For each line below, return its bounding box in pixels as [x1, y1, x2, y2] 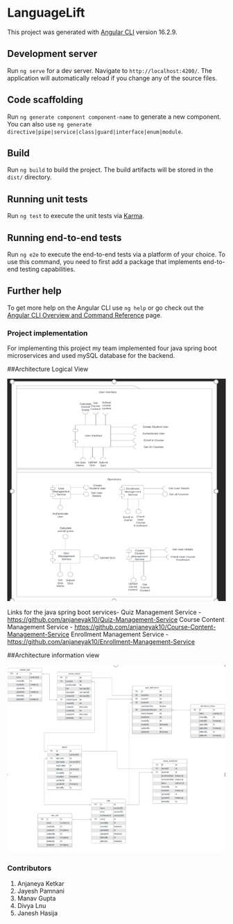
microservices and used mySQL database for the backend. [7, 352, 175, 360]
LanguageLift [7, 5, 85, 21]
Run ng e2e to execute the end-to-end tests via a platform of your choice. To [7, 250, 226, 258]
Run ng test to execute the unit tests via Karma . [7, 212, 144, 220]
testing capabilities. [19, 265, 76, 273]
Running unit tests [7, 193, 88, 205]
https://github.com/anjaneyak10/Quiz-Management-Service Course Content [7, 615, 225, 623]
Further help [7, 285, 62, 297]
